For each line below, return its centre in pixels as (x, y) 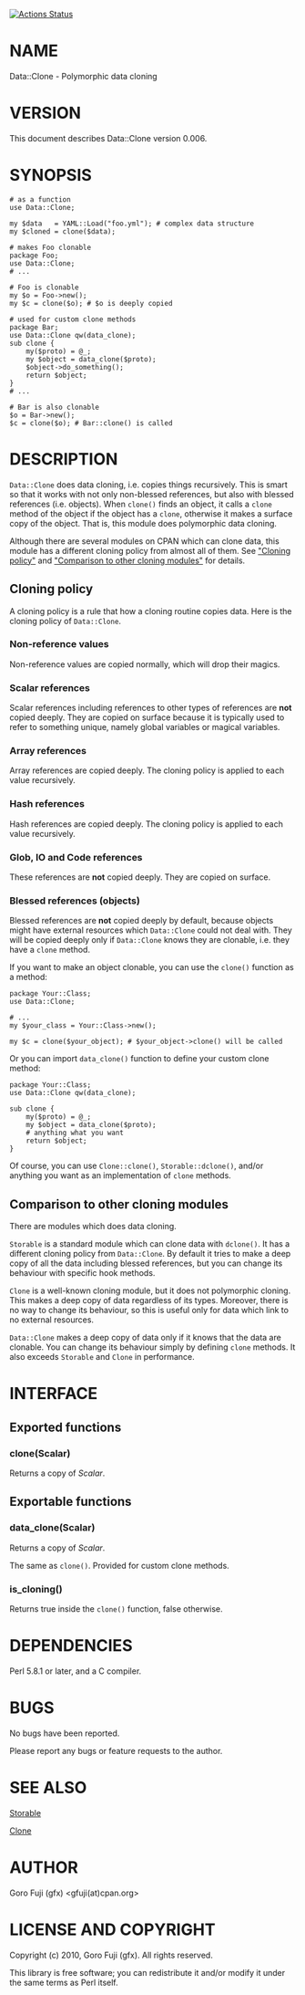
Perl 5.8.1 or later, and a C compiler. (76, 1671)
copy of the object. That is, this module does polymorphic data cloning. (143, 523)
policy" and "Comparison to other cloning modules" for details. (127, 560)
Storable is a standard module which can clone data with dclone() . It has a (150, 1244)
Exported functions (66, 1427)
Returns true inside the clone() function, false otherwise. (116, 1609)
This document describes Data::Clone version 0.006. (108, 138)
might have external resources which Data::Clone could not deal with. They (151, 930)
